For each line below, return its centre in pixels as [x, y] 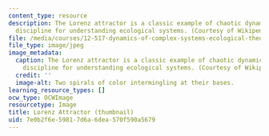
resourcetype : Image [43, 105]
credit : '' [34, 75]
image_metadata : [35, 53]
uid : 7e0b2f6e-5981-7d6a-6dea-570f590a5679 [82, 120]
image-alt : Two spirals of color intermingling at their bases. [125, 82]
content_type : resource [48, 16]
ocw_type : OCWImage [41, 98]
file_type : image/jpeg [46, 46]
